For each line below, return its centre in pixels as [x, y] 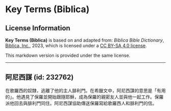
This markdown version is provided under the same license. [68, 55]
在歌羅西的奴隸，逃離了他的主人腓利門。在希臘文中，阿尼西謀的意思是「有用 [85, 90]
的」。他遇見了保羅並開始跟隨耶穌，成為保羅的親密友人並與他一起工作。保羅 [84, 97]
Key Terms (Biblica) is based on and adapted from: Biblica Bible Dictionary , [85, 40]
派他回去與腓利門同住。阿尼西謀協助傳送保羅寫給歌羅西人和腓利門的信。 [81, 103]
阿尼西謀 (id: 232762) [39, 77]
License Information [38, 28]
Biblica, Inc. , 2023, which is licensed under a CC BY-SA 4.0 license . [76, 46]
